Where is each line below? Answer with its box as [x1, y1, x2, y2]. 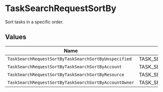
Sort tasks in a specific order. [5, 19, 64, 25]
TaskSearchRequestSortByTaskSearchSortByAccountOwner [7, 79, 134, 85]
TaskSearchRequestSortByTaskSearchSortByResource [7, 72, 125, 77]
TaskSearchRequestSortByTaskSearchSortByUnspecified [7, 56, 132, 61]
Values [5, 33, 27, 41]
